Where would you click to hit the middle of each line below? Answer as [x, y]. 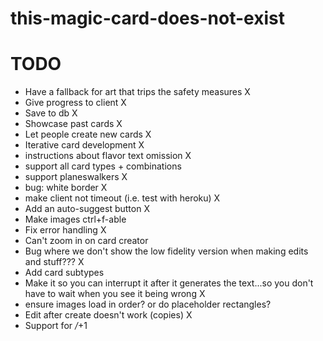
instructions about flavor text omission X [108, 156]
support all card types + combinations [103, 166]
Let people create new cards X [88, 134]
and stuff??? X [54, 262]
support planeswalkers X [76, 177]
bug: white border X [66, 188]
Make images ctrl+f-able [75, 219]
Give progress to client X [75, 103]
